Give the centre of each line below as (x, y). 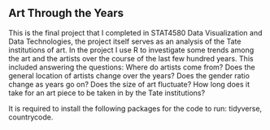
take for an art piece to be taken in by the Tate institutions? (107, 93)
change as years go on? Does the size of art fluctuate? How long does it (129, 84)
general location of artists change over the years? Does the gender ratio (129, 75)
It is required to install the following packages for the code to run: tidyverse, (135, 108)
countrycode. (31, 117)
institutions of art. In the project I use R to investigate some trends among (131, 50)
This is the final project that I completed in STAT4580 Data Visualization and (135, 32)
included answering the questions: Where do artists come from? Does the (132, 67)
